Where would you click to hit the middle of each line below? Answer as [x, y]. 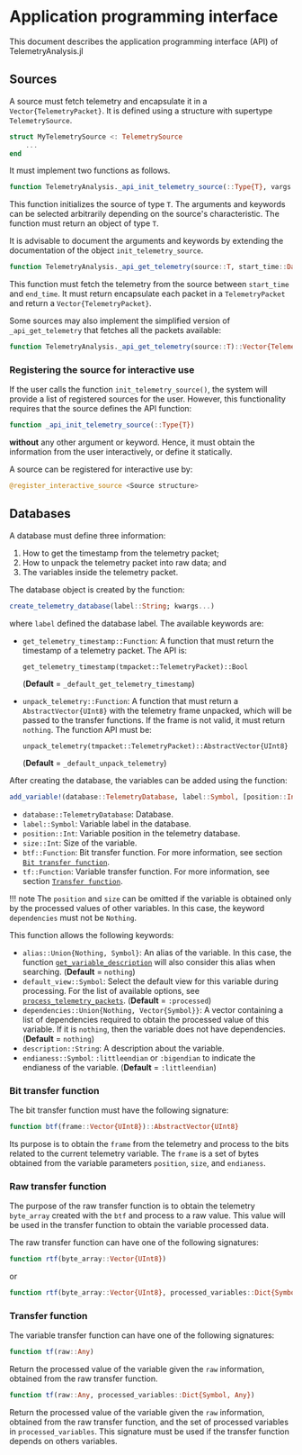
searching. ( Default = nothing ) [79, 972]
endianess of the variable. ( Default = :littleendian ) [120, 1067]
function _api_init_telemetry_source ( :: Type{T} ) [102, 425]
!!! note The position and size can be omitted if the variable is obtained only [151, 899]
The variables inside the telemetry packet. [100, 572]
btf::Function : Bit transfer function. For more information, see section [152, 852]
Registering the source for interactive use [102, 369]
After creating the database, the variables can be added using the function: [148, 780]
